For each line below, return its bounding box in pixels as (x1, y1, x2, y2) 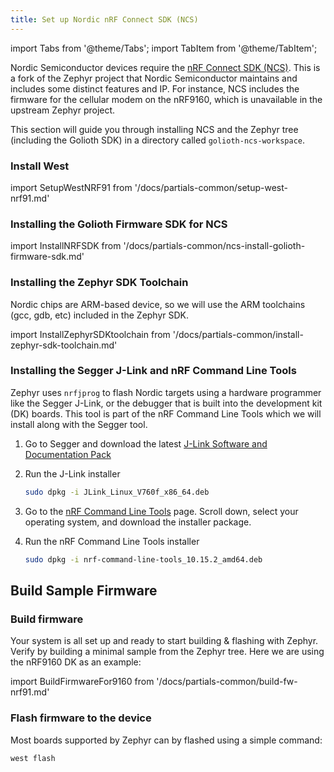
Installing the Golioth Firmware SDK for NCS (10, 217, 228, 231)
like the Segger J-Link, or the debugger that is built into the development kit (10, 397, 323, 409)
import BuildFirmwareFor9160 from (10, 676, 155, 688)
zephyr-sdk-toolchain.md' (10, 339, 118, 351)
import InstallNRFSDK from (10, 240, 122, 252)
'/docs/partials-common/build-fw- (156, 676, 298, 688)
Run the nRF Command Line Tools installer (24, 535, 200, 547)
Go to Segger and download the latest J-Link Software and (24, 437, 268, 450)
